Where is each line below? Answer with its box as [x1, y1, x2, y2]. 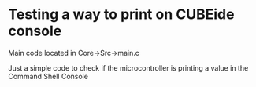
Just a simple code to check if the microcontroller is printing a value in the [8, 63, 249, 72]
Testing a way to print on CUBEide [8, 5, 235, 24]
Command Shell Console [8, 71, 89, 81]
